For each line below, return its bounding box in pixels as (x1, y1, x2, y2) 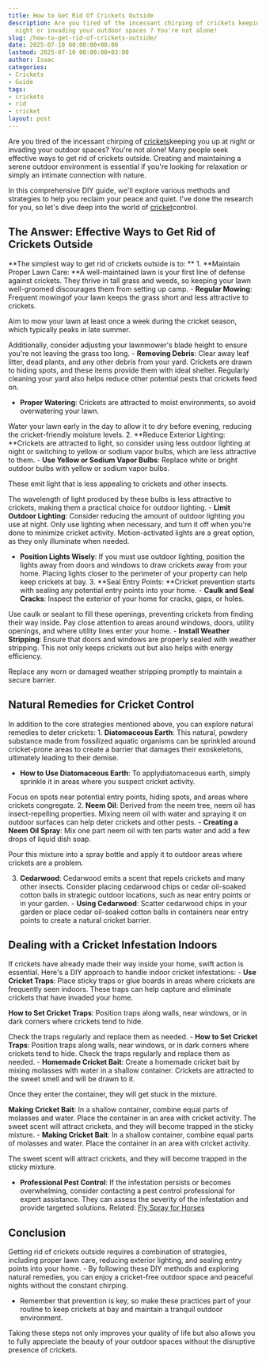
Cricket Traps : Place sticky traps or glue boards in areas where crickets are (8, 976, 256, 985)
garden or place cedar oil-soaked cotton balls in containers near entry (19, 907, 249, 916)
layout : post (8, 115, 51, 123)
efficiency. (8, 651, 43, 660)
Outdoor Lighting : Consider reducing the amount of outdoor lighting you (8, 511, 245, 520)
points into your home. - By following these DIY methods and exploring (8, 1264, 239, 1273)
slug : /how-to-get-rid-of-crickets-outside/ (8, 33, 158, 42)
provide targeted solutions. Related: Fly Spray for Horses (19, 1203, 205, 1213)
